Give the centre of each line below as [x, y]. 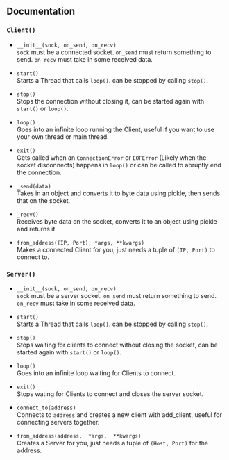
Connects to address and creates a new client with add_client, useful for [119, 414]
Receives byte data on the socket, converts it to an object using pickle [117, 221]
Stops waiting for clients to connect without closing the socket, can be [117, 345]
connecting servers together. [58, 422]
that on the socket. [43, 200]
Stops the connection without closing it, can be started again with [110, 101]
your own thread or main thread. [62, 137]
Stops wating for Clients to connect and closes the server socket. [110, 394]
